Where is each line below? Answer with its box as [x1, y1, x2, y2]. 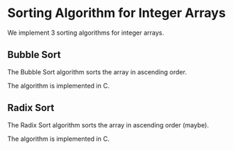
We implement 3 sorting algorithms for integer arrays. [7, 28, 165, 37]
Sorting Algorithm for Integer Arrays [7, 5, 226, 21]
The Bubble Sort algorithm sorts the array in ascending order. [7, 67, 187, 76]
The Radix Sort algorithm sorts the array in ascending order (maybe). [7, 120, 210, 129]
